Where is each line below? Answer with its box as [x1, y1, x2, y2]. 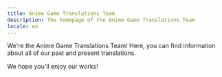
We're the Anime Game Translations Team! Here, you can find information [7, 42, 216, 50]
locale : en [7, 23, 38, 30]
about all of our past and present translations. [7, 49, 136, 57]
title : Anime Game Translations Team [7, 10, 115, 17]
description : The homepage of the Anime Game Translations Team [7, 16, 195, 23]
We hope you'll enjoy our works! [7, 63, 98, 71]
